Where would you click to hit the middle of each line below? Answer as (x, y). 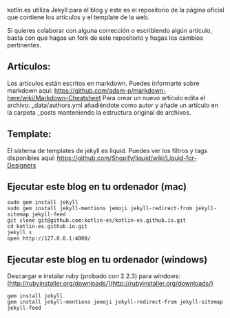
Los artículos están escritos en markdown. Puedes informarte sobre (103, 83)
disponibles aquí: (31, 158)
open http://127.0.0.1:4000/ (49, 239)
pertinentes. (24, 45)
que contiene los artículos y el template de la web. (79, 17)
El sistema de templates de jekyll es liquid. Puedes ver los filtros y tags (107, 150)
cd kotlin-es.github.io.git (48, 227)
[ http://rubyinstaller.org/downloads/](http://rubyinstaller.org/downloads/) (110, 284)
